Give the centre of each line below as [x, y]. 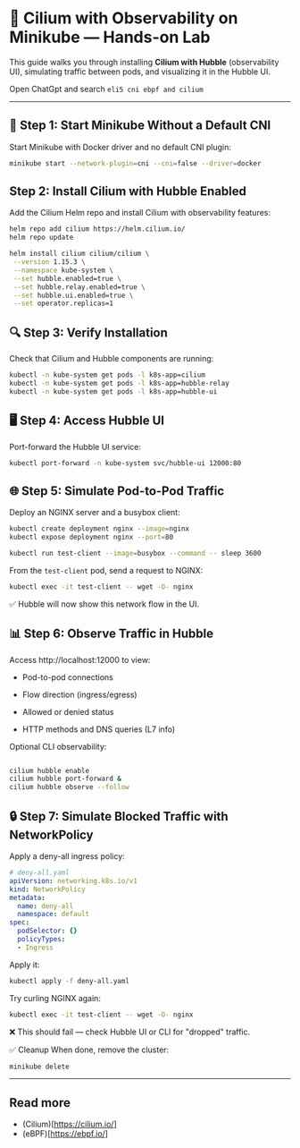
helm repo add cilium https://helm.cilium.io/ [97, 229]
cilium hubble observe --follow [69, 787]
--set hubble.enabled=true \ [67, 278]
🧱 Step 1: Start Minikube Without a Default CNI [140, 126]
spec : [19, 923]
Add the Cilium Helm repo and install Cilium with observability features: [140, 213]
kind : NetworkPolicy [48, 889]
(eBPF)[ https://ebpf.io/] [65, 1134]
